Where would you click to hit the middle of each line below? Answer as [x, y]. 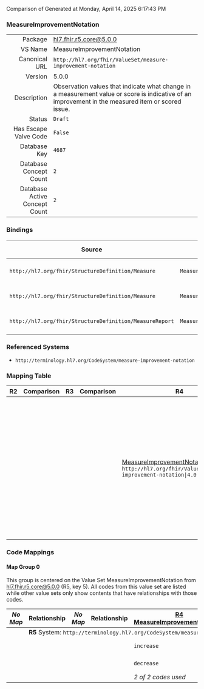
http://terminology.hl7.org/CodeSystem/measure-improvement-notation [105, 361]
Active [38, 197]
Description [31, 98]
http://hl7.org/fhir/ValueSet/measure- [111, 60]
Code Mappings [30, 552]
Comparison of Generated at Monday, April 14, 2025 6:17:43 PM [86, 9]
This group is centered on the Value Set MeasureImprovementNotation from [101, 580]
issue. [62, 109]
